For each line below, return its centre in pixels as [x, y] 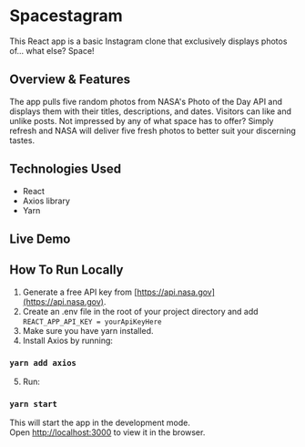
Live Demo [40, 239]
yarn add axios [43, 363]
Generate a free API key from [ [80, 292]
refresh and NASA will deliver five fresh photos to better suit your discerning [152, 130]
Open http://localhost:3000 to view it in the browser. [107, 432]
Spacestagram [66, 16]
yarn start [33, 404]
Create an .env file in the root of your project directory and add [140, 311]
